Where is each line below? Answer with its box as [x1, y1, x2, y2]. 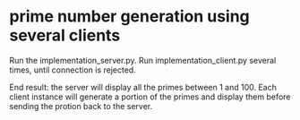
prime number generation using [9, 6, 251, 27]
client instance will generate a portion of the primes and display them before [9, 91, 291, 102]
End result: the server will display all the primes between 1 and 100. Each [9, 81, 278, 92]
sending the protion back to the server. [9, 100, 153, 111]
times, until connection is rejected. [9, 64, 136, 75]
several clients [9, 25, 121, 46]
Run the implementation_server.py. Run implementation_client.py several [9, 55, 277, 65]
